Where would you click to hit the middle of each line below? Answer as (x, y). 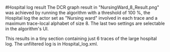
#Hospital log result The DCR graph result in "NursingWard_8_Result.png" (82, 7)
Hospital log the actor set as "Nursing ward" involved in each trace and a (81, 18)
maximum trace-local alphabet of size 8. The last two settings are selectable (85, 23)
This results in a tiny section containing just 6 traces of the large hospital (81, 38)
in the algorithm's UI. (27, 29)
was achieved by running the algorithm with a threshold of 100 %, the (78, 13)
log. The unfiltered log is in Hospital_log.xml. (52, 44)
